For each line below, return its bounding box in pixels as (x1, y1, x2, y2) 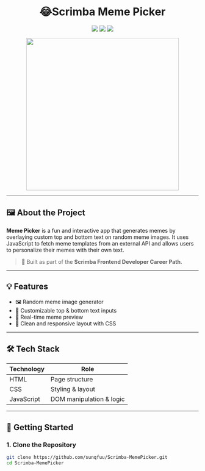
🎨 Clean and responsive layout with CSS (15, 319, 117, 327)
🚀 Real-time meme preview (15, 313, 84, 320)
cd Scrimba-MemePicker (6, 459, 64, 466)
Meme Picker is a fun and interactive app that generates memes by (6, 227, 176, 234)
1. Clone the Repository (6, 441, 76, 449)
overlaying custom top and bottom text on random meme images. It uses (6, 233, 189, 241)
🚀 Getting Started (6, 422, 74, 433)
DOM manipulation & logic (51, 395, 125, 403)
